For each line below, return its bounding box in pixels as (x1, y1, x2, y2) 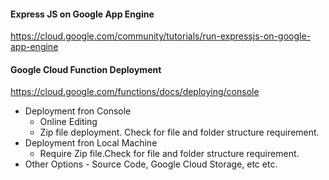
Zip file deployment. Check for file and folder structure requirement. (39, 126, 320, 139)
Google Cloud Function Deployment (10, 63, 162, 75)
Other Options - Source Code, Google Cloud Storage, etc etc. (24, 158, 278, 170)
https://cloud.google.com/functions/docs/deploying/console (10, 86, 260, 98)
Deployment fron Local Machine (24, 137, 158, 149)
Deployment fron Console (24, 105, 132, 117)
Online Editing (39, 116, 98, 128)
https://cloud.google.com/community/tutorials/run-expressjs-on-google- (10, 30, 312, 42)
